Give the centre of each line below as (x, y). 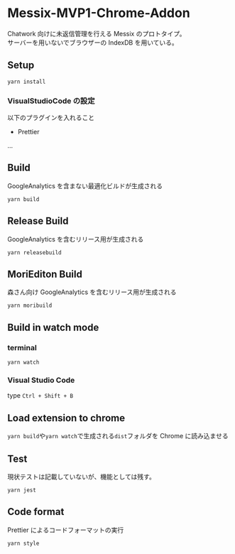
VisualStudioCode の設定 (51, 101)
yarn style (23, 543)
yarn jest (22, 490)
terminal (22, 347)
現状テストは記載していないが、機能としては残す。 (82, 477)
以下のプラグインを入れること (51, 118)
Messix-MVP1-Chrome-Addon (99, 13)
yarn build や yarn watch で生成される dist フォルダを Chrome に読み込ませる (118, 436)
